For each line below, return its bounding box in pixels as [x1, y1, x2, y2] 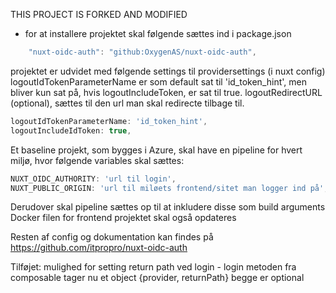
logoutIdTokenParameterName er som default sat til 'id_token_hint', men [10, 75, 307, 88]
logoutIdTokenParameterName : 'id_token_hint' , [10, 116, 208, 126]
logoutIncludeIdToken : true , [10, 125, 132, 136]
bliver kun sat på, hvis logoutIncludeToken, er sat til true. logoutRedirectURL [10, 86, 323, 98]
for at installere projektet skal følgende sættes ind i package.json [24, 28, 292, 39]
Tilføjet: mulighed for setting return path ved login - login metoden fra [10, 261, 297, 273]
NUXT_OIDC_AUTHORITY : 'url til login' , [10, 174, 177, 184]
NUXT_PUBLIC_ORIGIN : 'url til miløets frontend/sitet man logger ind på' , [10, 183, 329, 193]
